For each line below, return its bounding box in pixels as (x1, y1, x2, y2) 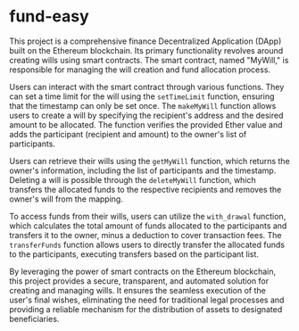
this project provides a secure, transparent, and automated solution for (9, 275, 270, 286)
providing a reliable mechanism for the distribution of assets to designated (9, 303, 283, 314)
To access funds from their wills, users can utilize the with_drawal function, (9, 211, 287, 221)
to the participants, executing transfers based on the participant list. (9, 248, 259, 260)
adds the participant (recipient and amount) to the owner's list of (9, 128, 247, 139)
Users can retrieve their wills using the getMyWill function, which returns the (9, 155, 290, 166)
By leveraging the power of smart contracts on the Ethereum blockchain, (9, 266, 277, 277)
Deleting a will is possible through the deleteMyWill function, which (9, 174, 256, 185)
